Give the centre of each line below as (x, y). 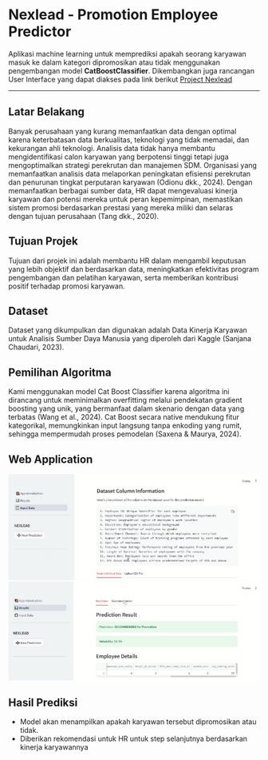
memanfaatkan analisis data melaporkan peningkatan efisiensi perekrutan (130, 173)
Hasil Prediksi (43, 702)
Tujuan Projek (43, 241)
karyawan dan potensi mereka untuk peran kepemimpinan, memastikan (126, 199)
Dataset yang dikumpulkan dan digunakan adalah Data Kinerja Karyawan (128, 330)
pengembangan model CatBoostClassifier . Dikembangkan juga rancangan (132, 70)
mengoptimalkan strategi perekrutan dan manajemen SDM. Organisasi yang (133, 165)
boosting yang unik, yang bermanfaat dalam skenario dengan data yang (126, 408)
